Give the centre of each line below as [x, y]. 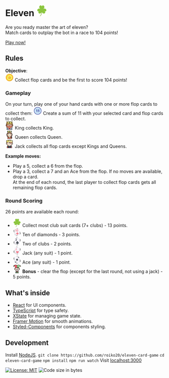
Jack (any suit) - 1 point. [47, 253]
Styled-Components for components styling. [59, 327]
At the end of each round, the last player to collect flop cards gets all [84, 182]
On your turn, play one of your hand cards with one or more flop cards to [81, 104]
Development [27, 343]
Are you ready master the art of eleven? [47, 27]
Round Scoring [24, 201]
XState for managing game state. [47, 316]
